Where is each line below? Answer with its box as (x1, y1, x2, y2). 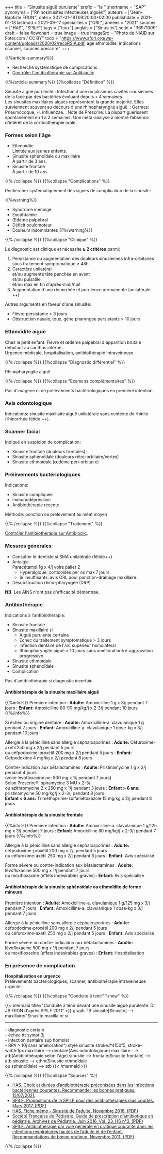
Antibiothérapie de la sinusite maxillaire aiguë (5, 689, 99, 695)
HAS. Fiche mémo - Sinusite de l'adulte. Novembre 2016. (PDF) (12, 1108, 138, 1114)
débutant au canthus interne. (5, 344, 63, 350)
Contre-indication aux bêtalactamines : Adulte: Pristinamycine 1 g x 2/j (5, 764, 147, 770)
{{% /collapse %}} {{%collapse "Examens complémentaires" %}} (5, 378, 135, 384)
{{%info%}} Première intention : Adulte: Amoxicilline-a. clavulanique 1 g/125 (5, 823, 157, 829)
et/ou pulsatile (12, 277, 41, 282)
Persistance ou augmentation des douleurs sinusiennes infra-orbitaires (12, 256, 154, 261)
